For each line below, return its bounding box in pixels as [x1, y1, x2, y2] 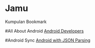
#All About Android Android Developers [5, 28, 84, 34]
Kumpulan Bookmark [5, 19, 47, 24]
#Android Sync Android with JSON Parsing [5, 37, 91, 43]
